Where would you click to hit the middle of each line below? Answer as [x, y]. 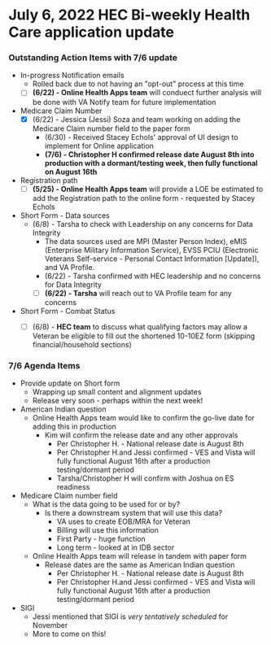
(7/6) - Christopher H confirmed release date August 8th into [149, 154]
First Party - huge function [101, 539]
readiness [73, 487]
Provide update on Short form [70, 383]
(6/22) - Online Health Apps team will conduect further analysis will [147, 93]
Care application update [92, 32]
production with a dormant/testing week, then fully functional [151, 163]
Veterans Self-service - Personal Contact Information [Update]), [152, 259]
